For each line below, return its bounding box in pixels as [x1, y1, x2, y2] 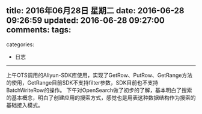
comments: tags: [6, 25, 72, 35]
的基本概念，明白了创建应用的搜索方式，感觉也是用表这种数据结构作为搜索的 [6, 94, 196, 101]
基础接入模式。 [6, 101, 43, 109]
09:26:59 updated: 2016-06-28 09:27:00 [6, 16, 165, 26]
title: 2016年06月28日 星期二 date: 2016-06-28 [6, 5, 185, 16]
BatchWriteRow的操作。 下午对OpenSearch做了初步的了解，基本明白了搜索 [6, 86, 192, 94]
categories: [6, 41, 34, 48]
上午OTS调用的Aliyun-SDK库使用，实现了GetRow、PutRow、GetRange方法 [6, 71, 192, 79]
